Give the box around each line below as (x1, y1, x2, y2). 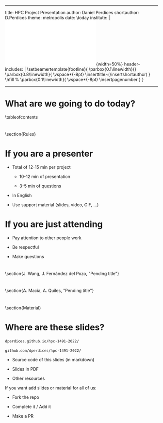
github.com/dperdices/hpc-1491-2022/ (5, 348, 81, 353)
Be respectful (12, 244, 39, 250)
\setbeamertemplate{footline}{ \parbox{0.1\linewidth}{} (27, 66, 137, 72)
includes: (5, 66, 23, 72)
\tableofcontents (5, 114, 38, 120)
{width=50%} (96, 61, 123, 67)
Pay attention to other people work (12, 235, 81, 241)
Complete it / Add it (12, 404, 51, 409)
